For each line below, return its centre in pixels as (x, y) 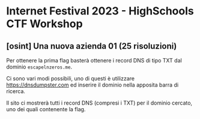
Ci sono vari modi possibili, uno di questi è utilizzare (71, 78)
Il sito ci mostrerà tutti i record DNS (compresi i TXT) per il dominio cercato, (99, 103)
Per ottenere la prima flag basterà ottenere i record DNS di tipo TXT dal (94, 60)
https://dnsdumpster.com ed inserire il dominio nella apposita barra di (92, 85)
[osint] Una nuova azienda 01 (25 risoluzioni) (92, 46)
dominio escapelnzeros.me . (39, 67)
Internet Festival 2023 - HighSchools (100, 11)
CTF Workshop (44, 24)
